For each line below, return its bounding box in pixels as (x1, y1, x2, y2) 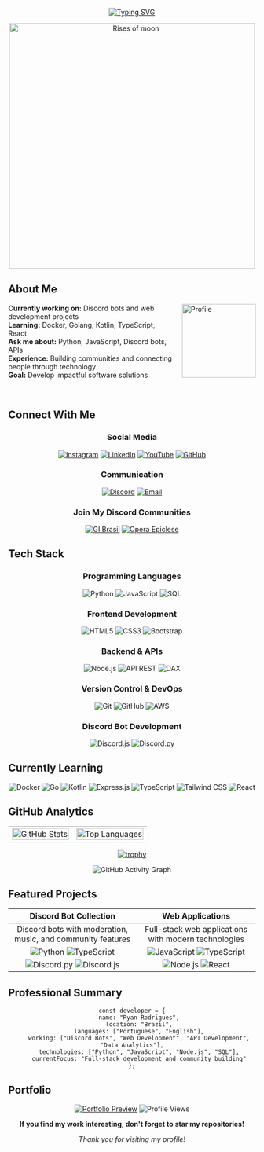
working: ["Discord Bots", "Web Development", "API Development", (27, 1034, 250, 1043)
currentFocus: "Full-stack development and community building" (31, 1055, 247, 1063)
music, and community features (14, 934, 131, 945)
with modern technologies (148, 934, 245, 945)
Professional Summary (8, 986, 123, 1000)
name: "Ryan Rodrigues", (97, 1014, 180, 1022)
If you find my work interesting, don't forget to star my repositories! (19, 1120, 245, 1129)
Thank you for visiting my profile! (78, 1135, 186, 1144)
